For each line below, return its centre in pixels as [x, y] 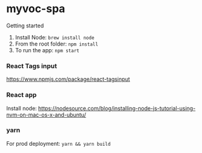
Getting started [25, 25]
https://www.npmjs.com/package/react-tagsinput [68, 79]
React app [22, 95]
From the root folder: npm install [56, 44]
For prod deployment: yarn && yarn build [59, 143]
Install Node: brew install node [55, 37]
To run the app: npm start [47, 50]
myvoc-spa [36, 9]
